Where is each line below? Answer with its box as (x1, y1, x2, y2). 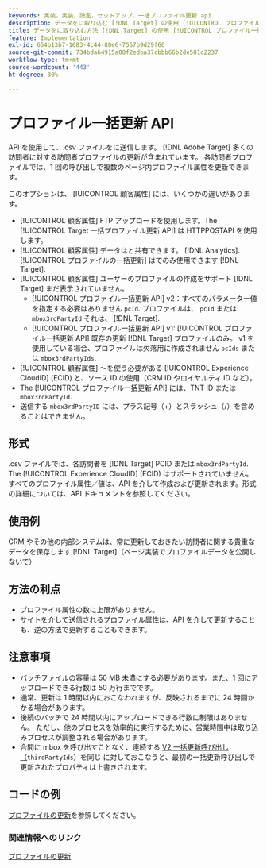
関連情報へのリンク (8, 831, 82, 843)
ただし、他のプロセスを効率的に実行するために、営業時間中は (35, 722, 238, 731)
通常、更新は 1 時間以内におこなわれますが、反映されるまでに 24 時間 (19, 692, 248, 702)
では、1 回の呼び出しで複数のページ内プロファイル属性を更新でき (29, 162, 242, 172)
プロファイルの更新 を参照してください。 (8, 810, 141, 820)
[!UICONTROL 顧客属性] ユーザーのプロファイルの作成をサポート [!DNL (19, 273, 253, 283)
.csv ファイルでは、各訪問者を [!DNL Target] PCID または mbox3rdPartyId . (8, 459, 249, 469)
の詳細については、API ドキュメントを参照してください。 (8, 489, 195, 499)
